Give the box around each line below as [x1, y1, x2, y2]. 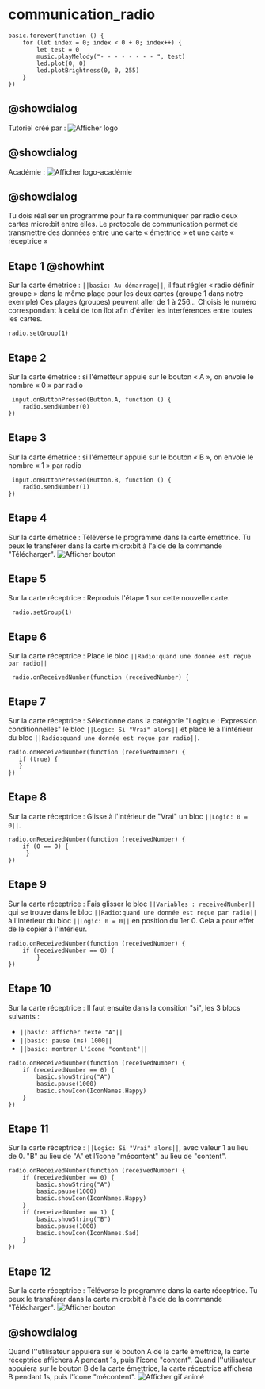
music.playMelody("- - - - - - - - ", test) [36, 52, 186, 60]
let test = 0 [36, 45, 80, 53]
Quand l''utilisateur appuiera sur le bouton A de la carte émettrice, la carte [8, 1346, 250, 1356]
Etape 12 [8, 1264, 51, 1278]
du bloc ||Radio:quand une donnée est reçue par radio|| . [8, 733, 200, 742]
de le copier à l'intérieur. [8, 924, 88, 934]
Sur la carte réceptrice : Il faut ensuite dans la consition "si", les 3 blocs [8, 1003, 240, 1012]
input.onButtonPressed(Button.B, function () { [11, 476, 172, 484]
